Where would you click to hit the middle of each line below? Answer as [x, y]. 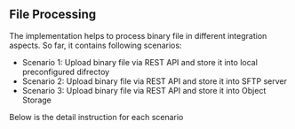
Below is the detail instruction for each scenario [96, 117]
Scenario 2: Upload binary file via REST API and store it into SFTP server [154, 81]
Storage [36, 100]
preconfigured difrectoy [66, 72]
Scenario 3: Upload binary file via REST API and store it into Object [144, 90]
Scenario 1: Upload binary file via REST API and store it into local [140, 62]
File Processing [53, 15]
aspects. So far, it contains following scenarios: [96, 45]
